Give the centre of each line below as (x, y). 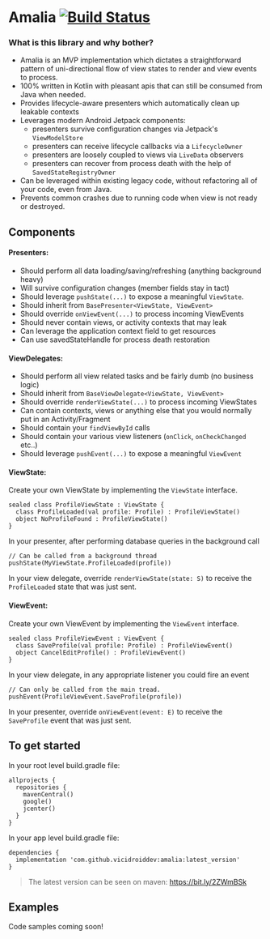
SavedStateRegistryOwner (74, 173)
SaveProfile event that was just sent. (70, 720)
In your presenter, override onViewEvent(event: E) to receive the (116, 711)
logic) (30, 385)
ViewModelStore (57, 139)
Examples (34, 907)
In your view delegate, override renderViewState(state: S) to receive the (130, 578)
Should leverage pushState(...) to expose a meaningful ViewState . (132, 297)
